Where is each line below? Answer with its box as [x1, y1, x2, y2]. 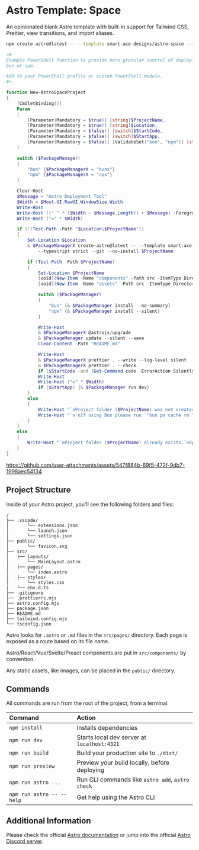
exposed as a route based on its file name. [6, 637, 110, 644]
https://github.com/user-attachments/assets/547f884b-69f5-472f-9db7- [6, 461, 185, 469]
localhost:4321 [76, 741, 120, 748]
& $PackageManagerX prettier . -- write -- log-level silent [37, 357, 187, 363]
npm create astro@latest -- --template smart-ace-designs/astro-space [6, 41, 184, 47]
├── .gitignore [6, 590, 44, 596]
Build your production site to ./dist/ [76, 749, 178, 757]
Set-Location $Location [27, 238, 86, 243]
